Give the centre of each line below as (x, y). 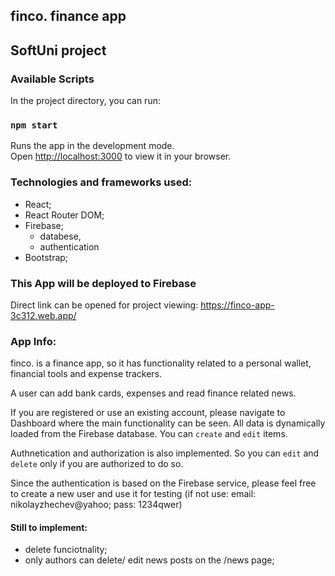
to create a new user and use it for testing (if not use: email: (133, 494)
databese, (60, 236)
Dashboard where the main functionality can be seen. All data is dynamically (168, 423)
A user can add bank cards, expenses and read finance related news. (153, 393)
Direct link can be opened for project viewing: (104, 305)
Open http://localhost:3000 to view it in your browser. (121, 156)
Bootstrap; (46, 257)
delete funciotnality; (66, 550)
